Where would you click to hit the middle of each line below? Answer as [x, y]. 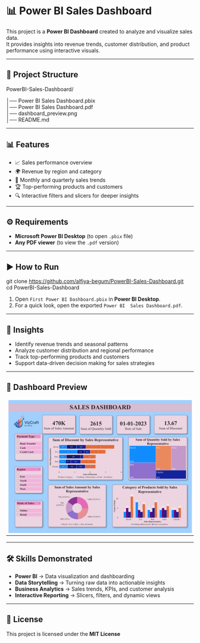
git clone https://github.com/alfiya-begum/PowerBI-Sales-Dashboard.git [95, 281]
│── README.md [28, 120]
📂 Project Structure [42, 75]
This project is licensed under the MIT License [63, 633]
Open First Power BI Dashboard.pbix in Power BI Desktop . [87, 299]
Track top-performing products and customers [72, 357]
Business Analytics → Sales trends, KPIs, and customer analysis [94, 589]
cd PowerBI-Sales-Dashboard [43, 288]
